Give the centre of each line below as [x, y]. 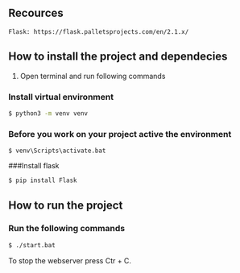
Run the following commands [67, 229]
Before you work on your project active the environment [120, 134]
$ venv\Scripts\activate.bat [57, 151]
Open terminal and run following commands [93, 76]
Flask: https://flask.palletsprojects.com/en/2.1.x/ [99, 31]
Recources [36, 13]
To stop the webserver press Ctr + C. [70, 260]
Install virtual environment [61, 97]
